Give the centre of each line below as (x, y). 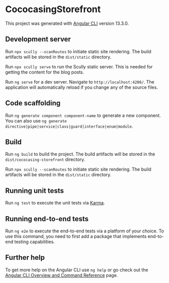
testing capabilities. (35, 242)
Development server (38, 39)
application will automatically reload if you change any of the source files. (81, 87)
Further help (25, 257)
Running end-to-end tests (47, 219)
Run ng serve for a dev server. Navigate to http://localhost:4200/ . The (80, 82)
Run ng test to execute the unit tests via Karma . (55, 203)
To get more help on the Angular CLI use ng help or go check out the (77, 270)
